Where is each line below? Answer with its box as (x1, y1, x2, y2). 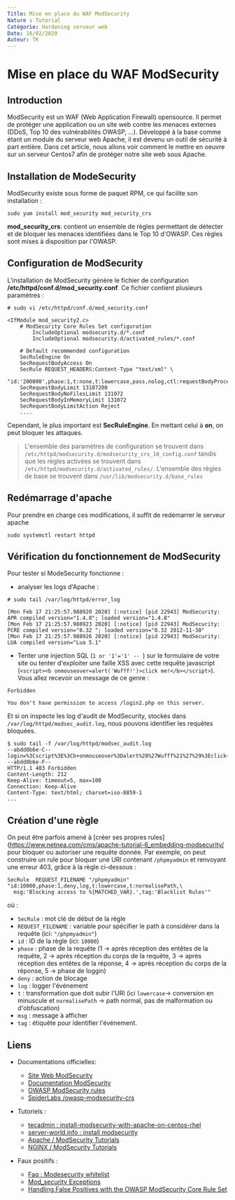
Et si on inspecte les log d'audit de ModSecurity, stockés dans (7, 712, 187, 720)
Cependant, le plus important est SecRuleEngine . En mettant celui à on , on (7, 421, 224, 429)
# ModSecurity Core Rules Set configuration (20, 323, 152, 330)
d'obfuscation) (17, 1004, 60, 1012)
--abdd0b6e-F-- (7, 759, 52, 766)
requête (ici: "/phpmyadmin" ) (17, 930, 97, 938)
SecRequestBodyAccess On (20, 359, 92, 366)
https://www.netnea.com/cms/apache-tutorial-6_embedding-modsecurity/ (9, 841, 225, 849)
